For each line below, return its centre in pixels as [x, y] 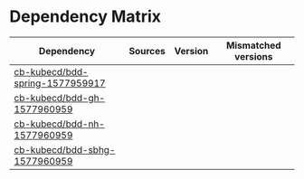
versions [254, 56]
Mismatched [254, 45]
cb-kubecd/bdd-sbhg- [65, 149]
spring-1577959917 [60, 83]
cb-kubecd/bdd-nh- [60, 124]
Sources [147, 51]
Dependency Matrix [85, 17]
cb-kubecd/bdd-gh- [60, 98]
